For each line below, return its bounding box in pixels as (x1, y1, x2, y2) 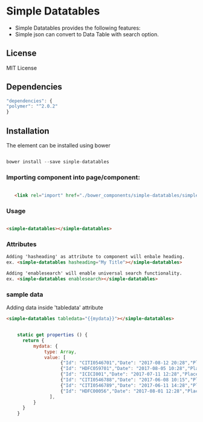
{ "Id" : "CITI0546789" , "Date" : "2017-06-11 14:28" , (60, 382, 190, 388)
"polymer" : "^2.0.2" (6, 103, 59, 109)
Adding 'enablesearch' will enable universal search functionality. (6, 270, 182, 276)
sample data (6, 290, 43, 299)
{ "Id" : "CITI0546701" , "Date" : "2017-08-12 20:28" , (60, 360, 190, 366)
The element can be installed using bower (6, 142, 111, 149)
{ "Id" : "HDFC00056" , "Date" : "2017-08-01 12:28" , (60, 388, 185, 394)
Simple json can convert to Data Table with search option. (14, 30, 159, 37)
